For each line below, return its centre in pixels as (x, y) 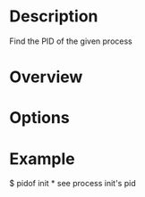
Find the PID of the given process (71, 41)
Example (42, 159)
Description (54, 16)
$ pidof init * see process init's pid (72, 184)
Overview (46, 77)
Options (39, 118)
